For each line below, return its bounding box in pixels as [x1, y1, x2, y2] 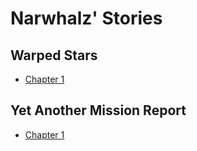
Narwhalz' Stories [10, 7, 163, 30]
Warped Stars [10, 47, 98, 64]
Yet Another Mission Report [10, 102, 187, 119]
